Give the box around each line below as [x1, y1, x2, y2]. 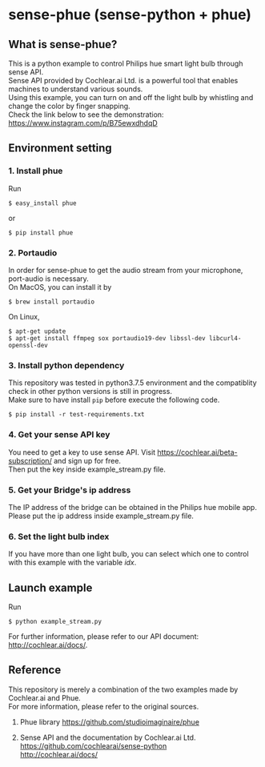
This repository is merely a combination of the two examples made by [8, 685, 239, 694]
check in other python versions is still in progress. [8, 387, 172, 396]
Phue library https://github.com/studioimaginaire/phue [19, 717, 200, 726]
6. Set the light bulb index [8, 531, 110, 542]
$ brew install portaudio [8, 298, 94, 306]
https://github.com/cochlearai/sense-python [19, 741, 167, 750]
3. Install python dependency [8, 359, 125, 371]
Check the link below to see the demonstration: [8, 110, 164, 119]
